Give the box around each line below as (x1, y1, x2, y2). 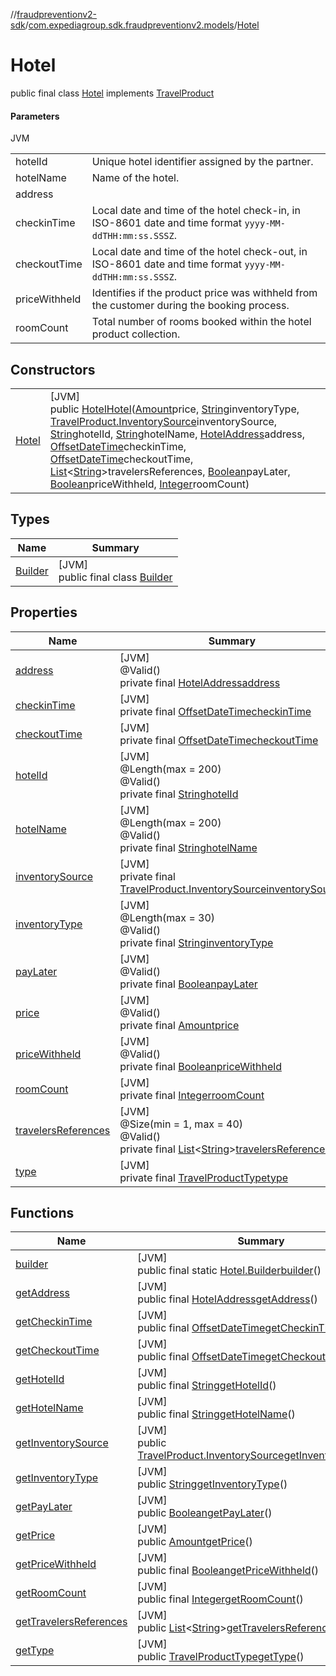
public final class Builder (58, 570, 173, 584)
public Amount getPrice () (137, 1535, 253, 1549)
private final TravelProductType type (119, 1170, 289, 1184)
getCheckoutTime (15, 1344, 100, 1358)
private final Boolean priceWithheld (119, 1059, 282, 1073)
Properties (10, 604, 78, 621)
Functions (10, 1204, 75, 1221)
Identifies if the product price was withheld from (91, 286, 318, 300)
